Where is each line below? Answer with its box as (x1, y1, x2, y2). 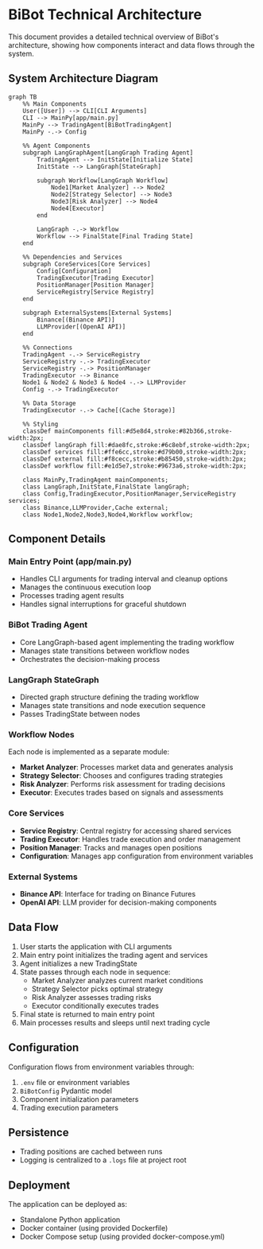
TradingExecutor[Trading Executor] (37, 274, 155, 282)
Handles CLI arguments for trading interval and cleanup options (19, 574, 228, 584)
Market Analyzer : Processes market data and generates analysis (19, 762, 234, 772)
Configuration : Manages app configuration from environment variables (19, 851, 253, 861)
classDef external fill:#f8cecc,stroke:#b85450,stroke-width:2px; (22, 455, 247, 463)
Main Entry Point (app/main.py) (8, 556, 133, 567)
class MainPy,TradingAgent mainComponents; (22, 476, 169, 484)
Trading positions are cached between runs (19, 1147, 163, 1157)
